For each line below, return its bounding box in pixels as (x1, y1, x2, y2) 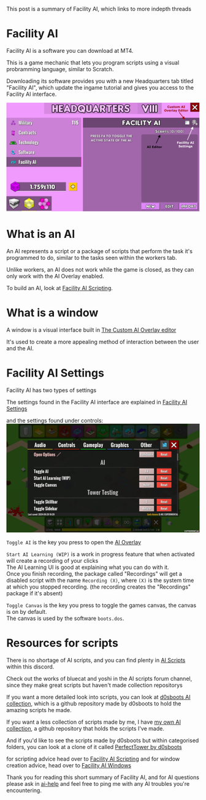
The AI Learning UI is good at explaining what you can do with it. (6, 563, 170, 571)
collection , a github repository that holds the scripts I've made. (6, 725, 164, 732)
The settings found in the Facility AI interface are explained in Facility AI (6, 398, 188, 406)
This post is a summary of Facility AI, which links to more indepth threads (6, 6, 192, 12)
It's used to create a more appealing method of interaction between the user (6, 338, 199, 345)
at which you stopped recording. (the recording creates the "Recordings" (6, 583, 191, 590)
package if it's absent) (6, 590, 63, 597)
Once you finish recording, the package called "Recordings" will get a (6, 570, 183, 578)
